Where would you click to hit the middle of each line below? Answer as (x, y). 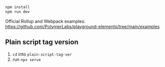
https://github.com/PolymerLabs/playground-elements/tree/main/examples (82, 26)
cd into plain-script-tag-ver (42, 54)
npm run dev (17, 12)
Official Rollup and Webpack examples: (45, 21)
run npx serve (26, 59)
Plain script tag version (42, 42)
